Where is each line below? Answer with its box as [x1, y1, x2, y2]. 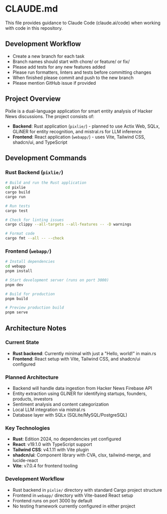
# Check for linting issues [5, 217, 64, 222]
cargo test [5, 208, 28, 213]
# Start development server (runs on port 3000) [5, 277, 109, 282]
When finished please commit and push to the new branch [12, 74, 134, 81]
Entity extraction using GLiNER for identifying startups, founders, [12, 390, 147, 396]
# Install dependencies [5, 259, 55, 264]
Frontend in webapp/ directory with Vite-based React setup [12, 492, 133, 498]
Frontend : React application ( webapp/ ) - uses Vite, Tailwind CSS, [12, 134, 146, 140]
